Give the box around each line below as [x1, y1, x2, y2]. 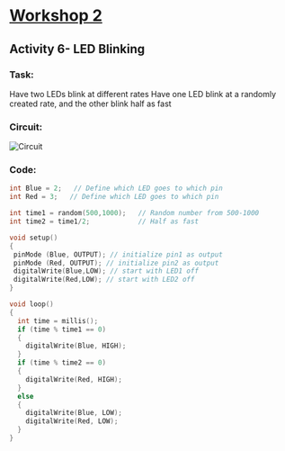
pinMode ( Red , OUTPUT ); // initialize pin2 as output [13, 258, 219, 267]
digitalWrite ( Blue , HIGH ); [25, 341, 127, 351]
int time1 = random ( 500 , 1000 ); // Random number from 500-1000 [9, 209, 259, 218]
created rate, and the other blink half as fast [9, 98, 173, 109]
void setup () [9, 233, 58, 242]
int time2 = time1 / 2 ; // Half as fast [9, 217, 200, 226]
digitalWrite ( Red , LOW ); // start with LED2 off [13, 275, 195, 284]
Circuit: [9, 121, 43, 133]
